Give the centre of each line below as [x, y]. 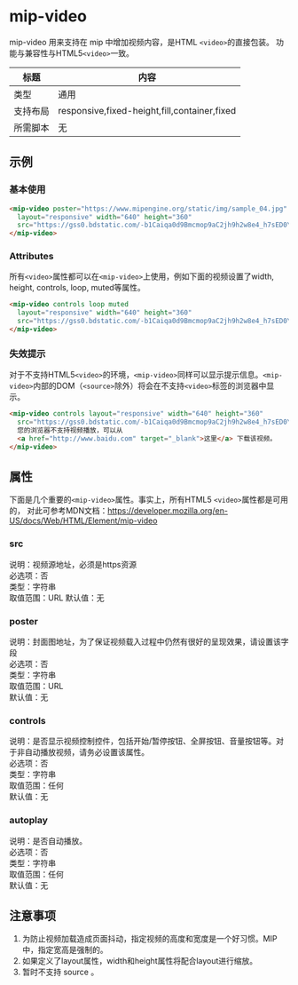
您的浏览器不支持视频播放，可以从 [70, 430]
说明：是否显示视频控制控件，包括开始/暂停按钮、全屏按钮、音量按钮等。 [143, 741]
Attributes [31, 257]
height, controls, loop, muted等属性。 [78, 288]
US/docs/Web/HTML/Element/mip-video [83, 520]
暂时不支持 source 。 [60, 972]
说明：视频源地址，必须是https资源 [73, 564]
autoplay [29, 821]
